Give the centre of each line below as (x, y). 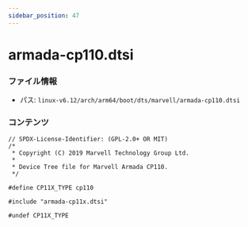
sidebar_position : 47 (44, 15)
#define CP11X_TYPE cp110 (51, 188)
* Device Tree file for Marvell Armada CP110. (90, 167)
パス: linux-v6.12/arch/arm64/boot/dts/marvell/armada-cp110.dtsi (130, 100)
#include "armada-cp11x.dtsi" (58, 202)
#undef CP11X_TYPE (38, 216)
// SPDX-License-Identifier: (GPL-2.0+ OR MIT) (88, 140)
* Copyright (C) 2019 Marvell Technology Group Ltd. (101, 153)
